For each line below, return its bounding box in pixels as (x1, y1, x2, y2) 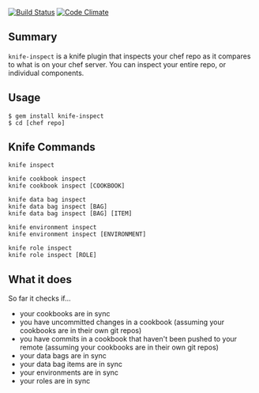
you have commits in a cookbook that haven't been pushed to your (19, 334, 238, 344)
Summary (8, 30, 58, 43)
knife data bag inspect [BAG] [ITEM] (8, 210, 133, 217)
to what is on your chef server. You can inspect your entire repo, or (8, 59, 227, 69)
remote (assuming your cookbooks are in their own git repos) (19, 342, 220, 352)
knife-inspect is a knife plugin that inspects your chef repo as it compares (8, 51, 251, 61)
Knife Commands (8, 141, 96, 154)
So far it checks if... (8, 293, 71, 304)
